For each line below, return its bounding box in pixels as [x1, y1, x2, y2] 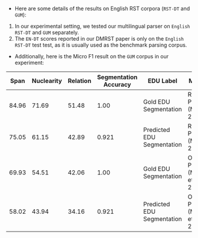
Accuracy [103, 81, 131, 88]
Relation [67, 77, 91, 85]
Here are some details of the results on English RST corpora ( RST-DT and [14, 5, 190, 12]
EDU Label [147, 77, 178, 85]
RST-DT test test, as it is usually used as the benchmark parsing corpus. [14, 41, 187, 48]
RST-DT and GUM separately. [14, 29, 80, 36]
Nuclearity [31, 77, 62, 85]
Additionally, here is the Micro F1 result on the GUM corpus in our [14, 53, 169, 59]
